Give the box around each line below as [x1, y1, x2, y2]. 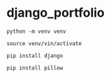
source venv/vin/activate [6, 40, 82, 47]
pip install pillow [6, 64, 64, 71]
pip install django [6, 52, 64, 59]
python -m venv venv [6, 28, 67, 35]
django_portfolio [6, 5, 105, 21]
